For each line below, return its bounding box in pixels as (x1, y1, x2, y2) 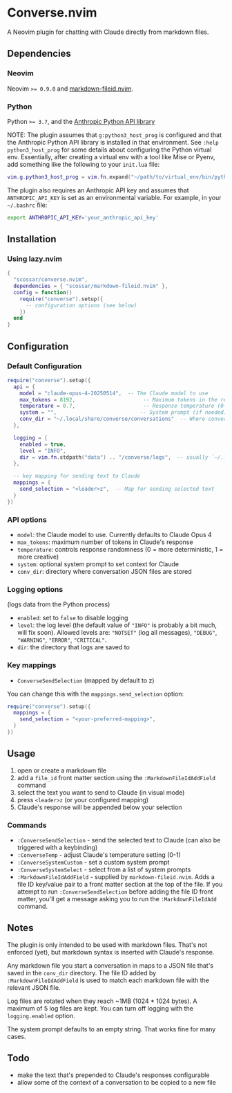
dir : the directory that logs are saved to (17, 643, 130, 651)
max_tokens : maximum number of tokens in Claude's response (17, 538, 193, 546)
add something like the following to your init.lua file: (7, 160, 160, 168)
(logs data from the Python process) (7, 600, 110, 608)
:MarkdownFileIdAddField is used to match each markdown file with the (7, 976, 209, 984)
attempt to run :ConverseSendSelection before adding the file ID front (17, 887, 213, 896)
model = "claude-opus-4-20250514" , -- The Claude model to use (19, 390, 209, 397)
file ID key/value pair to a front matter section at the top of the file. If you (17, 880, 223, 889)
